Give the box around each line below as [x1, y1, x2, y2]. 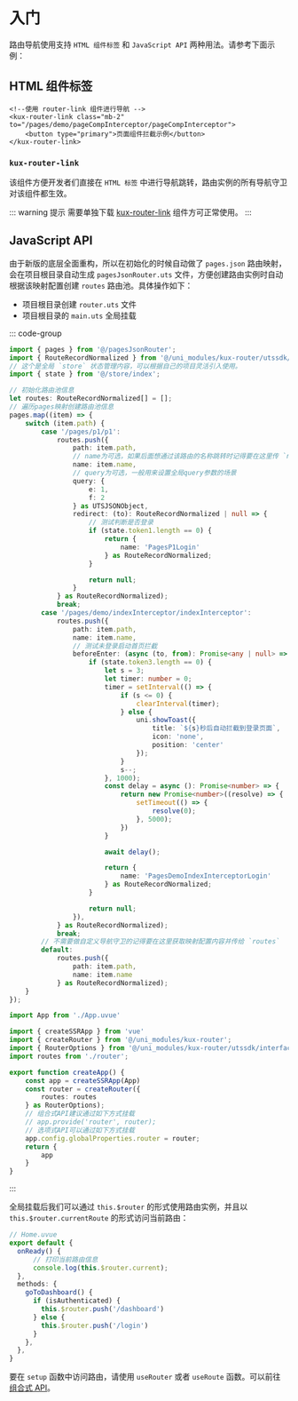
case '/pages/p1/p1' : [41, 427, 122, 436]
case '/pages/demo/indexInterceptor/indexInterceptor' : [41, 609, 252, 617]
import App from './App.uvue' [9, 1011, 122, 1020]
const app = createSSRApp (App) [25, 1076, 141, 1085]
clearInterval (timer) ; [136, 699, 220, 708]
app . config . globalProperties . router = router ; [25, 1134, 200, 1142]
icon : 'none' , [152, 732, 204, 742]
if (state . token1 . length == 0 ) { [88, 526, 213, 536]
